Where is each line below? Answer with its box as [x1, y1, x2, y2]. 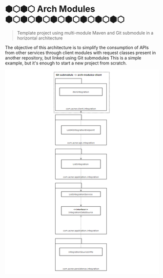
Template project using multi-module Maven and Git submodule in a [17, 30, 154, 36]
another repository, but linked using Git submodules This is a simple [5, 55, 142, 60]
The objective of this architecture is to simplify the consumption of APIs [5, 44, 149, 50]
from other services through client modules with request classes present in [5, 50, 156, 56]
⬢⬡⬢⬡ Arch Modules [5, 3, 95, 15]
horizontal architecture [17, 35, 63, 41]
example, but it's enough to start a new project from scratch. [5, 60, 127, 66]
